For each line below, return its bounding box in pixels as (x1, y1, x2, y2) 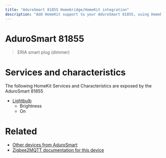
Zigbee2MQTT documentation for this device (12, 147, 104, 153)
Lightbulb (12, 98, 32, 104)
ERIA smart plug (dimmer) (17, 49, 70, 55)
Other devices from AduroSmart (12, 142, 78, 148)
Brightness (19, 103, 42, 109)
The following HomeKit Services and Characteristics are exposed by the (5, 83, 152, 89)
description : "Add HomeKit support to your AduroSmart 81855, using (5, 12, 149, 17)
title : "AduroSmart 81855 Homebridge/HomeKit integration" (5, 7, 129, 12)
